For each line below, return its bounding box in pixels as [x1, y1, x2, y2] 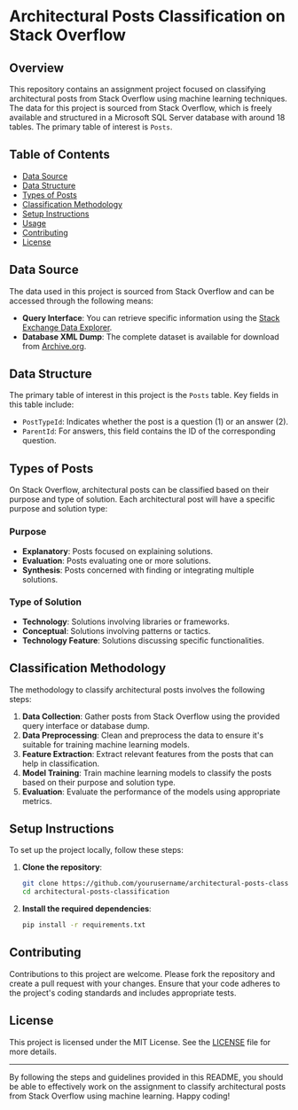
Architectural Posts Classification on [9, 6, 286, 27]
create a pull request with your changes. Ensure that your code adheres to [9, 978, 281, 989]
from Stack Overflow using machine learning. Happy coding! [9, 1090, 231, 1101]
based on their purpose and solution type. [21, 777, 176, 787]
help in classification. [21, 758, 100, 769]
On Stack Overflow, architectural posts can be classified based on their [9, 485, 270, 496]
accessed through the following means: [9, 295, 153, 306]
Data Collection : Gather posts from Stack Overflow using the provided [21, 711, 280, 722]
